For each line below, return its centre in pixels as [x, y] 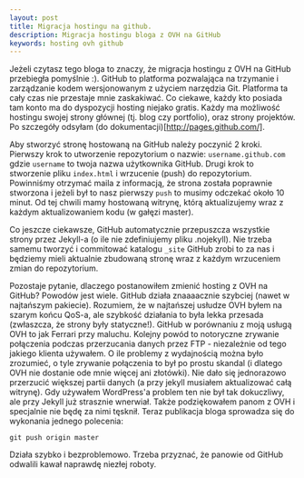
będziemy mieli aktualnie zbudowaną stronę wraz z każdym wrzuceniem [145, 259]
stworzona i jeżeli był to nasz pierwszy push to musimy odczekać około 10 [147, 193]
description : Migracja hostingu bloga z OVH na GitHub [115, 35]
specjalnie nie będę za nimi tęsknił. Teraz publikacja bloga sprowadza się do [152, 412]
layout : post [34, 18]
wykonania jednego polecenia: [67, 421]
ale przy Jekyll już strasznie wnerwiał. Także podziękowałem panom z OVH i [152, 402]
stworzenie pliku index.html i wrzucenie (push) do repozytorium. [131, 174]
